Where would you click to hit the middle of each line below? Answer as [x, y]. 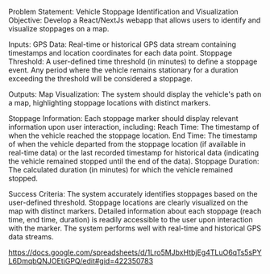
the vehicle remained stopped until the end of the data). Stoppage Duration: [134, 161]
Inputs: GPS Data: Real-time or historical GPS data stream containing [122, 44]
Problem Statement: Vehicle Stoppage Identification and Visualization [124, 12]
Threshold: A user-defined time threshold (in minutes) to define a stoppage [133, 61]
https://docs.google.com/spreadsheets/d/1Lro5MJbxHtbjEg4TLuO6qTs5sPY [135, 252]
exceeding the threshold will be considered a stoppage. [101, 79]
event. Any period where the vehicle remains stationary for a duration [124, 70]
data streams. [31, 237]
